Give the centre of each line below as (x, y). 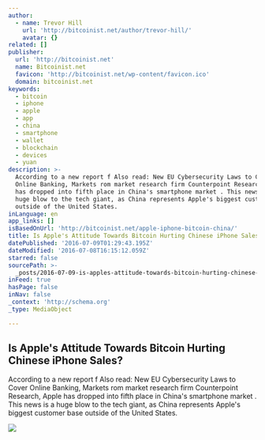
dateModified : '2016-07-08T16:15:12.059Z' (79, 250)
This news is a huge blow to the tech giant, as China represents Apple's (124, 404)
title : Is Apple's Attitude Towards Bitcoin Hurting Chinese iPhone (123, 236)
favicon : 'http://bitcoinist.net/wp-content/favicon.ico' (113, 74)
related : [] (28, 45)
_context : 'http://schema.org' (60, 302)
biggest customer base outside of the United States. (93, 413)
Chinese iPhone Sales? (66, 361)
